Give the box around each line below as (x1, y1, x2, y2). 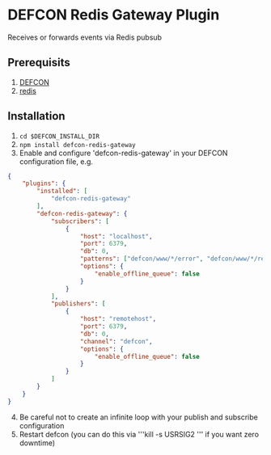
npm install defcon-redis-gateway (19, 141, 136, 149)
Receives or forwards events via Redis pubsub (7, 32, 163, 42)
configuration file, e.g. (19, 156, 94, 166)
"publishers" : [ (50, 300, 106, 308)
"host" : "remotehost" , (79, 315, 157, 323)
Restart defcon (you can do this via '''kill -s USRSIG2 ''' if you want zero (19, 429, 260, 439)
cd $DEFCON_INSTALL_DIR (19, 132, 100, 141)
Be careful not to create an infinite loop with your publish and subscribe (19, 412, 258, 422)
